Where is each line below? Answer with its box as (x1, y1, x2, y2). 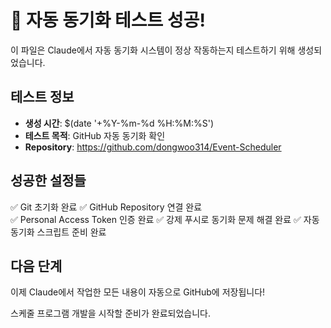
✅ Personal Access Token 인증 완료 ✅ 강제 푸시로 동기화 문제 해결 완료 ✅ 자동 (10, 213, 320, 225)
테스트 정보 (10, 89, 75, 106)
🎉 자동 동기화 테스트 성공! (10, 9, 206, 32)
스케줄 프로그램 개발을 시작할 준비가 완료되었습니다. (10, 307, 211, 320)
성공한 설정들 (10, 172, 87, 190)
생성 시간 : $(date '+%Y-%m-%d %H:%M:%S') (24, 117, 215, 129)
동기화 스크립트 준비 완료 (10, 226, 107, 238)
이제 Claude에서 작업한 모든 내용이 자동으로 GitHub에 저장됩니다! (10, 286, 266, 298)
